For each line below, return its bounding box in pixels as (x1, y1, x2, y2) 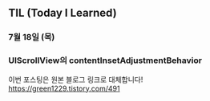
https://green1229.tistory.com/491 (8, 84, 120, 93)
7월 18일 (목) (8, 32, 55, 43)
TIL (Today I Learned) (8, 6, 118, 20)
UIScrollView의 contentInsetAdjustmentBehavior (8, 55, 203, 66)
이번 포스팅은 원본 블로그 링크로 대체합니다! (8, 75, 143, 84)
